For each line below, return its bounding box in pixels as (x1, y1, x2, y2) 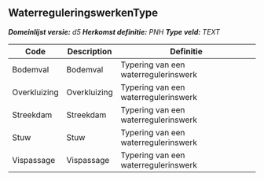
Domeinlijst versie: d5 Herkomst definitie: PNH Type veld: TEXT (8, 27, 220, 36)
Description (67, 46, 112, 57)
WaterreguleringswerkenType (8, 6, 159, 20)
